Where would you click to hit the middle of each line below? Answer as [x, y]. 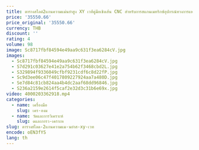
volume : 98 [20, 45]
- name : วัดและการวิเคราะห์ [37, 116]
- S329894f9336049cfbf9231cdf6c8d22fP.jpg [65, 72]
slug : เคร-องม [32, 110]
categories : [21, 99]
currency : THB [24, 28]
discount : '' [22, 34]
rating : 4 [18, 39]
